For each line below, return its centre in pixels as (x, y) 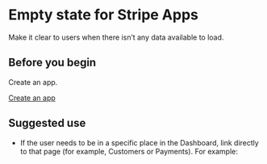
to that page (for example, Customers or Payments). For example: (129, 151)
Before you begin (52, 63)
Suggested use (47, 123)
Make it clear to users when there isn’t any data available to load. (116, 37)
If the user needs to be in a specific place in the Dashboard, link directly (140, 142)
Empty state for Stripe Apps (104, 15)
